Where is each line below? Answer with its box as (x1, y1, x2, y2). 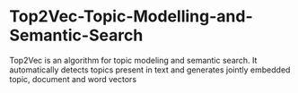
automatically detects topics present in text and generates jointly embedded (9, 64, 291, 75)
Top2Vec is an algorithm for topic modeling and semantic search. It (9, 55, 258, 65)
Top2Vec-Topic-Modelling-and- (9, 6, 253, 27)
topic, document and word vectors (9, 73, 137, 84)
